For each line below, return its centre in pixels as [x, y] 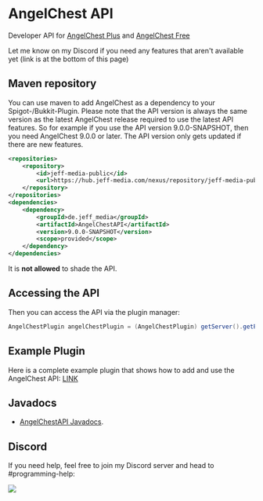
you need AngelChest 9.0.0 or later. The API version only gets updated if [125, 136]
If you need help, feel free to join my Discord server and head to [111, 466]
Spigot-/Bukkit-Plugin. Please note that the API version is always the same [128, 111]
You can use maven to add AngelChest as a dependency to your [112, 102]
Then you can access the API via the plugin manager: [94, 312]
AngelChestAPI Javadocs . [61, 422]
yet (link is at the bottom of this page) [68, 59]
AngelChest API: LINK [43, 378]
